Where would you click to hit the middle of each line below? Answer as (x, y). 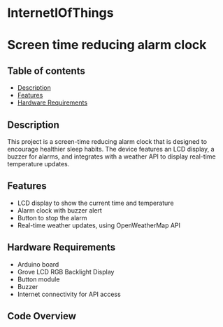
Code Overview (42, 316)
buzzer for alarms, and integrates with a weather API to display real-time (111, 156)
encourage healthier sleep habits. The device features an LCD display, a (111, 149)
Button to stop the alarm (52, 218)
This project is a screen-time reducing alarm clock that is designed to (107, 141)
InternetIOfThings (60, 13)
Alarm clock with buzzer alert (60, 210)
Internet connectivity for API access (69, 294)
